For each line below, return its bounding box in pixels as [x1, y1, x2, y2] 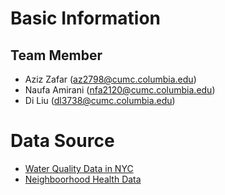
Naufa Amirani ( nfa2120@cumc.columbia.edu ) [24, 84, 216, 96]
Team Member [10, 47, 103, 64]
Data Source [10, 130, 115, 152]
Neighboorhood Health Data [24, 173, 142, 185]
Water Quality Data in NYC [24, 162, 134, 174]
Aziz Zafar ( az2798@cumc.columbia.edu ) [24, 73, 197, 85]
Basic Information [10, 7, 162, 30]
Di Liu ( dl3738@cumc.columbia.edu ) [24, 95, 176, 106]
